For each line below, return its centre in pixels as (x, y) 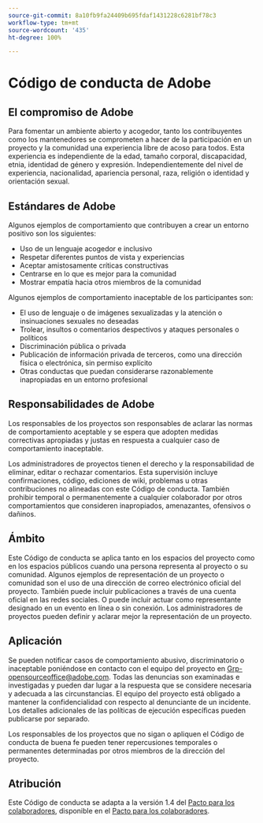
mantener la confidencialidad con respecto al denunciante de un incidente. (130, 702)
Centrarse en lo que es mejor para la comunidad (98, 274)
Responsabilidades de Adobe (81, 404)
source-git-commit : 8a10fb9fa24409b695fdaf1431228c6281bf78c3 (112, 15)
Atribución (35, 783)
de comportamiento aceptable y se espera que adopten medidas (113, 432)
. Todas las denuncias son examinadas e (174, 677)
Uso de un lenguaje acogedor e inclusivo (86, 249)
